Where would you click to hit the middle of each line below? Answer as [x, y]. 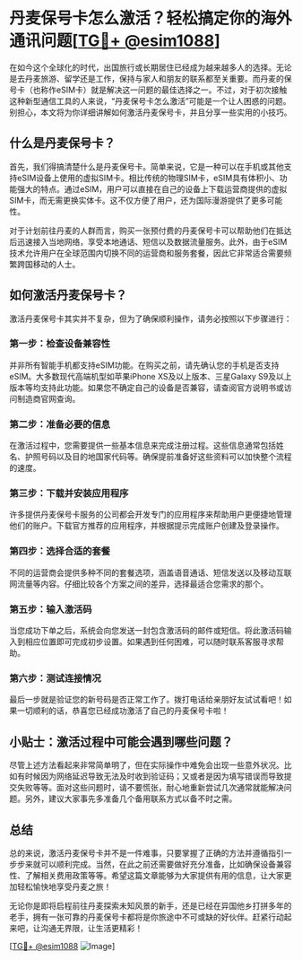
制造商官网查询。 [48, 398]
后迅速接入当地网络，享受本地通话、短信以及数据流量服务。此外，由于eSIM [148, 241]
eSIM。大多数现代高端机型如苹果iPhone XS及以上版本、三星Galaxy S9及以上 [151, 376]
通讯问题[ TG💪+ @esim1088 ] [115, 41]
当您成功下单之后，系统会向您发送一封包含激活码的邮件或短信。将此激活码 [147, 631]
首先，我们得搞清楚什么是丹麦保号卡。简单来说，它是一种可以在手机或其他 [147, 166]
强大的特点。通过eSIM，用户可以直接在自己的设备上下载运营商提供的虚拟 [152, 188]
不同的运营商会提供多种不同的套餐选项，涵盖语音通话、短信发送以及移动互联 [151, 572]
